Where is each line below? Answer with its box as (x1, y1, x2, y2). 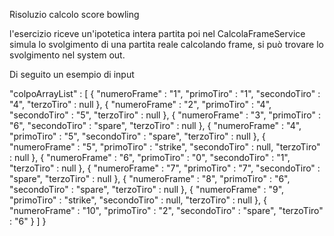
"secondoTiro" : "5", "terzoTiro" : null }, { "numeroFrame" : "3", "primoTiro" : (9, 109, 321, 121)
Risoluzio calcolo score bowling (9, 9, 140, 20)
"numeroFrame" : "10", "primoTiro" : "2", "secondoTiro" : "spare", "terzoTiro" (9, 205, 324, 216)
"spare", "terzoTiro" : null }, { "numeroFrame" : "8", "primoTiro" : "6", (9, 173, 291, 184)
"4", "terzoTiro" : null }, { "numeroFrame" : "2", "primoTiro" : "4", (9, 99, 272, 110)
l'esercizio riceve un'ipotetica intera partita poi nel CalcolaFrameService (9, 28, 306, 39)
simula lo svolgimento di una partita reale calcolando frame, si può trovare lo (9, 39, 325, 50)
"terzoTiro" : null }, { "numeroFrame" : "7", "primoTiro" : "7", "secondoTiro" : (9, 162, 321, 174)
